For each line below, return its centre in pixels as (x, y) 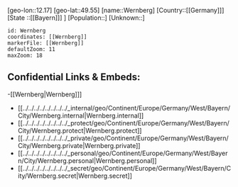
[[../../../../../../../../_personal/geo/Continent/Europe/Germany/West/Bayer (123, 153)
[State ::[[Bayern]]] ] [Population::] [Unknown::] (76, 18)
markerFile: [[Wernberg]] (45, 43)
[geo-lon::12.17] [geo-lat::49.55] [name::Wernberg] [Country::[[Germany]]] (116, 10)
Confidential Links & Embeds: (74, 77)
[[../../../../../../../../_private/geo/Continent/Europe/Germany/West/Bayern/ (123, 138)
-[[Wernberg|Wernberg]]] (45, 94)
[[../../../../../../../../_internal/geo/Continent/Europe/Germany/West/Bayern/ (124, 108)
